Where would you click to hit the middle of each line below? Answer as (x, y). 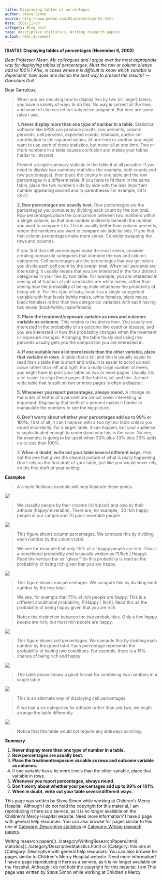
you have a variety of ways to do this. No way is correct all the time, (84, 104)
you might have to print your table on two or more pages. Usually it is (86, 372)
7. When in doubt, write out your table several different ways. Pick (84, 452)
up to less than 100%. (38, 443)
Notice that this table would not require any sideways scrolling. (79, 731)
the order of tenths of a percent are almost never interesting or (79, 397)
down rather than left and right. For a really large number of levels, (83, 367)
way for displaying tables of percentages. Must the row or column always (79, 65)
